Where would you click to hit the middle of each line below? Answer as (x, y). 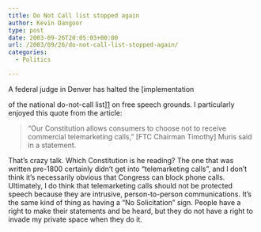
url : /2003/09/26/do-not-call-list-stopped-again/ (93, 45)
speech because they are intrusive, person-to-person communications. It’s (130, 194)
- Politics (33, 60)
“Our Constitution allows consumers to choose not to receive (127, 128)
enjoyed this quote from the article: (65, 112)
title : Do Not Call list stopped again (74, 15)
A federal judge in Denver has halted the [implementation (101, 89)
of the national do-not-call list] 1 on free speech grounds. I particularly (121, 105)
